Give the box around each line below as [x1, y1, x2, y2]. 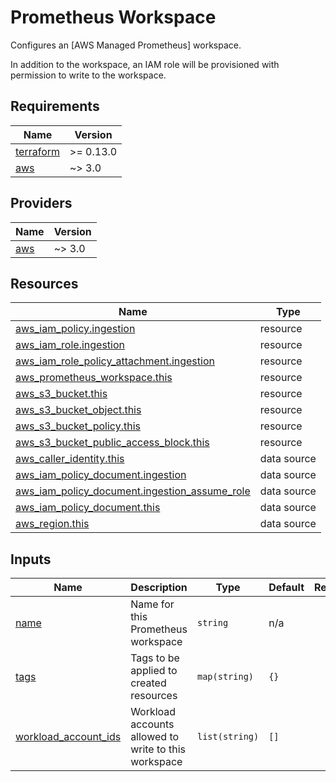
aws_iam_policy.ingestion [15, 322, 136, 336]
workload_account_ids [15, 730, 122, 744]
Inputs [10, 551, 52, 568]
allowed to [130, 730, 180, 744]
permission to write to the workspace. [10, 69, 167, 81]
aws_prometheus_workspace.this [15, 371, 173, 385]
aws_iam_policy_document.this [15, 501, 161, 515]
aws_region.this [15, 517, 90, 531]
